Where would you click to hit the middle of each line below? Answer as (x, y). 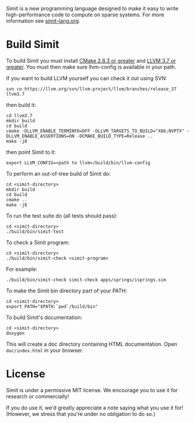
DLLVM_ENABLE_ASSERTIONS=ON (40, 136)
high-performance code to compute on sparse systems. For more (85, 15)
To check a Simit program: (38, 242)
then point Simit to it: (31, 152)
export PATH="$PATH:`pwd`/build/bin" (52, 307)
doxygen (16, 333)
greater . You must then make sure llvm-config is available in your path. (91, 67)
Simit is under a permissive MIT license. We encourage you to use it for (92, 390)
